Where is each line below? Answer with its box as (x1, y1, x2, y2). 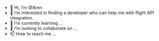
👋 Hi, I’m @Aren (9, 5, 42, 10)
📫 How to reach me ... (9, 31, 56, 37)
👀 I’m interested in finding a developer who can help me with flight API (9, 10, 155, 16)
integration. (9, 15, 34, 20)
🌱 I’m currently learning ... (9, 20, 63, 26)
